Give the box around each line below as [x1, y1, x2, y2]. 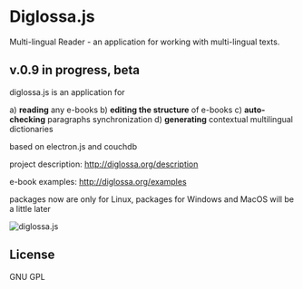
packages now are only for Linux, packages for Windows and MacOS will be [9, 193, 295, 205]
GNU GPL [9, 271, 45, 282]
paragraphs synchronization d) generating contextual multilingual [46, 113, 293, 124]
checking [9, 113, 46, 124]
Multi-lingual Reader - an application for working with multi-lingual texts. [9, 36, 280, 47]
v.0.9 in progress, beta [9, 63, 141, 78]
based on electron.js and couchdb [9, 140, 138, 151]
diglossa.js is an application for [9, 86, 125, 97]
